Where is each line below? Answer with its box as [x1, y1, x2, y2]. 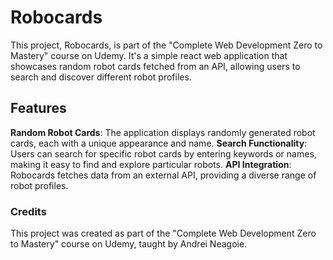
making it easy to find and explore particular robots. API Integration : [10, 158, 292, 170]
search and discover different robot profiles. [10, 71, 192, 83]
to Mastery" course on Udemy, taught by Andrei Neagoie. [10, 238, 248, 250]
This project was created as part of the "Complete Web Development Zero [10, 227, 317, 240]
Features [10, 100, 67, 117]
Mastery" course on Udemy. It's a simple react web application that [10, 49, 288, 61]
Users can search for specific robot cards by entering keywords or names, [10, 147, 317, 160]
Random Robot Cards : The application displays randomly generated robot [10, 126, 316, 138]
